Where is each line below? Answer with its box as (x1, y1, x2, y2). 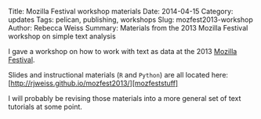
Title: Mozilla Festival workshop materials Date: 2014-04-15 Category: (8, 7, 234, 16)
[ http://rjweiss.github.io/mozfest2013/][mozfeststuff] (8, 78, 179, 88)
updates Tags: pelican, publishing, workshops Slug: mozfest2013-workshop (8, 15, 253, 24)
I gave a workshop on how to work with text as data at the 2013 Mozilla (8, 47, 237, 56)
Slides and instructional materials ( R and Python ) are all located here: (8, 70, 229, 79)
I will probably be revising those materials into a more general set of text (8, 94, 241, 103)
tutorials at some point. (8, 102, 82, 111)
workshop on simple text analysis (8, 31, 116, 41)
